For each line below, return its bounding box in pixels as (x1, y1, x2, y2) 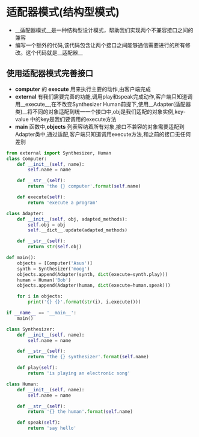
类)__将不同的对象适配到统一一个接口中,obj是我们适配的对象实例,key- (14, 108, 186, 115)
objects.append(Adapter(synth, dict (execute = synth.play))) (17, 271, 168, 277)
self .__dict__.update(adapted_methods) (28, 227, 128, 233)
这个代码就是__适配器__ (25, 49, 83, 56)
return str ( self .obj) (28, 244, 82, 250)
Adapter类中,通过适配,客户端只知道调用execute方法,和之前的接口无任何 (14, 130, 191, 138)
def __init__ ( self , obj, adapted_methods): (17, 216, 128, 222)
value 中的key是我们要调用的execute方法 (14, 115, 117, 123)
